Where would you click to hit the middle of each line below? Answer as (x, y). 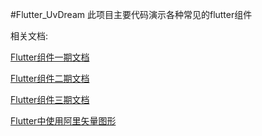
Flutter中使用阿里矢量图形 (63, 121)
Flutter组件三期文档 (50, 99)
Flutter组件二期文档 (50, 78)
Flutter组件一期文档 (50, 57)
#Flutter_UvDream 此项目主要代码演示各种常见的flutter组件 (131, 14)
